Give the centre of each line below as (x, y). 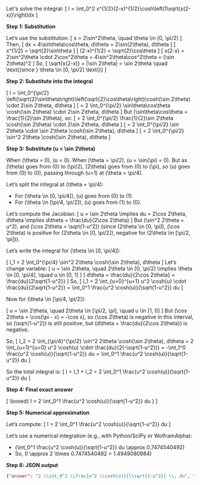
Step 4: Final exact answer (40, 389)
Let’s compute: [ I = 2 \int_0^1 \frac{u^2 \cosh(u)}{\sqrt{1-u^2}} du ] (88, 424)
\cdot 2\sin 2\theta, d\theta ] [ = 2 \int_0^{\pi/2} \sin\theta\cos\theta (88, 105)
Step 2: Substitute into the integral (50, 81)
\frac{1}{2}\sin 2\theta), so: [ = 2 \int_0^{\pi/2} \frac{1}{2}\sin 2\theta (90, 118)
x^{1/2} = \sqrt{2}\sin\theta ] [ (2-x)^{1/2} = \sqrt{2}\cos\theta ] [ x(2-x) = (95, 51)
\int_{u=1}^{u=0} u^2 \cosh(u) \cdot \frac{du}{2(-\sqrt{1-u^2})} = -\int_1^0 (96, 347)
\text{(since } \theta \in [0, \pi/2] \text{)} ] (57, 70)
